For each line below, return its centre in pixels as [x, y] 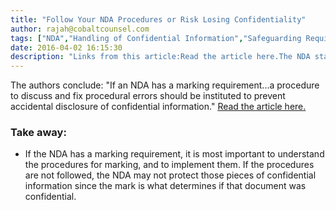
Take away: [38, 133]
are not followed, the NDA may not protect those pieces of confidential [170, 175]
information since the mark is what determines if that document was [165, 186]
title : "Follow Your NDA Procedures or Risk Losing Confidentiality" [158, 19]
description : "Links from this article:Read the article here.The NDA [160, 57]
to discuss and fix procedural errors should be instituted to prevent [148, 96]
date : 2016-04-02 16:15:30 [66, 47]
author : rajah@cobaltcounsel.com [80, 29]
